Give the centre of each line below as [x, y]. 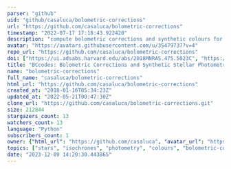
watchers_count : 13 [35, 122]
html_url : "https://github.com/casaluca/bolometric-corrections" [102, 84]
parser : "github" [32, 13]
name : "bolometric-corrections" [53, 71]
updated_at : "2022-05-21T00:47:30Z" [59, 97]
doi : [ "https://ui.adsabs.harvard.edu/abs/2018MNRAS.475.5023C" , [102, 59]
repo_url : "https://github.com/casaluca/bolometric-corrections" [102, 52]
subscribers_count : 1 [38, 135]
